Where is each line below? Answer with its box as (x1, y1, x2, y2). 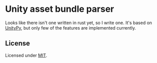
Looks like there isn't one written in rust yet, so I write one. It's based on (5, 20, 153, 26)
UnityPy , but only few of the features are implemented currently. (5, 25, 136, 31)
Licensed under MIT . (5, 52, 48, 58)
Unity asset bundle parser (5, 3, 114, 15)
